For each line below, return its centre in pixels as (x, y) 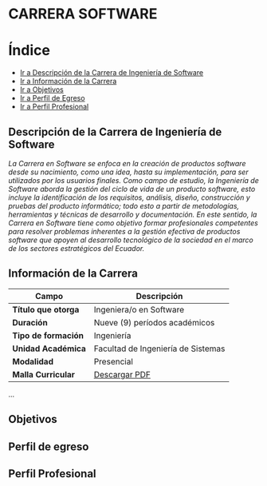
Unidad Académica (49, 349)
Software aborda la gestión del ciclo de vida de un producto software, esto (132, 189)
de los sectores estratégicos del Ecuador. (77, 248)
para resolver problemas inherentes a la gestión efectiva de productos (124, 231)
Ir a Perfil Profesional (54, 107)
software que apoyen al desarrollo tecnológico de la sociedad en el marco (131, 240)
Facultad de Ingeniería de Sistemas (159, 349)
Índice (29, 51)
